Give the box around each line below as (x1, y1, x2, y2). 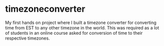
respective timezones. (5, 35, 50, 41)
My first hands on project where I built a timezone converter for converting (5, 20, 157, 25)
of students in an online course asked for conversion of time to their (5, 30, 143, 36)
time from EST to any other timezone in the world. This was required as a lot (5, 24, 159, 30)
